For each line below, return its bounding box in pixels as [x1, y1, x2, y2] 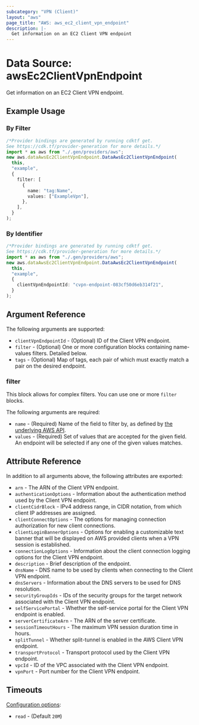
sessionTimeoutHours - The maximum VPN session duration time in [14, 623, 179, 630]
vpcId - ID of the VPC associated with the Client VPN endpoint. [14, 661, 169, 668]
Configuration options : [6, 701, 61, 708]
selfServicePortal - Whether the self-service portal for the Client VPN [14, 604, 189, 612]
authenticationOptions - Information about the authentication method [14, 490, 186, 497]
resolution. [14, 585, 42, 593]
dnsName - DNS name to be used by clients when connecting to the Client [14, 566, 193, 573]
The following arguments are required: [6, 409, 100, 416]
